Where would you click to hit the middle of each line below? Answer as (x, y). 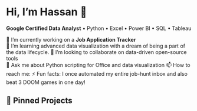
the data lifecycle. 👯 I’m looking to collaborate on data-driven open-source (96, 52)
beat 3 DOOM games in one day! (46, 82)
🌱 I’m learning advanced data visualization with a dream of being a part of (96, 46)
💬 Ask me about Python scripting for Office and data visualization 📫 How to (98, 65)
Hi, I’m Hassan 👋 (47, 12)
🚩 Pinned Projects (39, 101)
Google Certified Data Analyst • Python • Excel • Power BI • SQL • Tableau (99, 28)
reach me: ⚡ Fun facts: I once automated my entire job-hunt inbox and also (97, 73)
